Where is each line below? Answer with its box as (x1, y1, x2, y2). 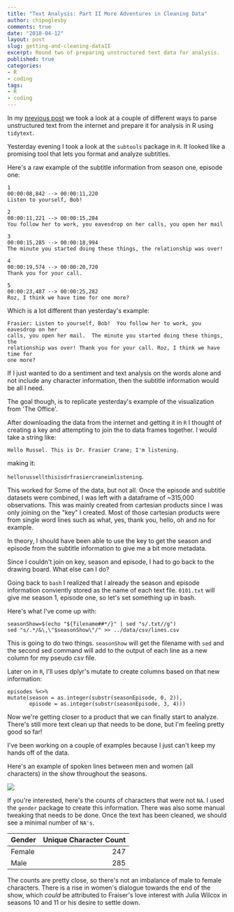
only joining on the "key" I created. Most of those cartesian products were (7, 508, 220, 516)
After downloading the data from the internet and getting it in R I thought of (7, 419, 222, 426)
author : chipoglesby (7, 17, 68, 24)
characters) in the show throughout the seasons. (7, 769, 147, 778)
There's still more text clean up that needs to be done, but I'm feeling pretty (7, 721, 225, 728)
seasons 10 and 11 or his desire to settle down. (7, 899, 141, 906)
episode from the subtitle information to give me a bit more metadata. (7, 544, 207, 552)
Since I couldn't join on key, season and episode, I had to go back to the (7, 558, 214, 566)
